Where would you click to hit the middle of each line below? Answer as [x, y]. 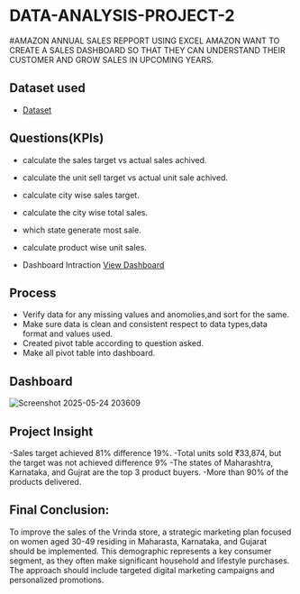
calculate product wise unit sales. [84, 247]
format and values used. [67, 334]
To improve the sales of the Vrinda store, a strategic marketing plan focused [150, 532]
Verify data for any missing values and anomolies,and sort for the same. [156, 315]
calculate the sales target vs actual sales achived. [114, 160]
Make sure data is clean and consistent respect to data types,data [145, 324]
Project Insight [51, 431]
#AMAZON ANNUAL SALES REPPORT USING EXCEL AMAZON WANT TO [145, 41]
